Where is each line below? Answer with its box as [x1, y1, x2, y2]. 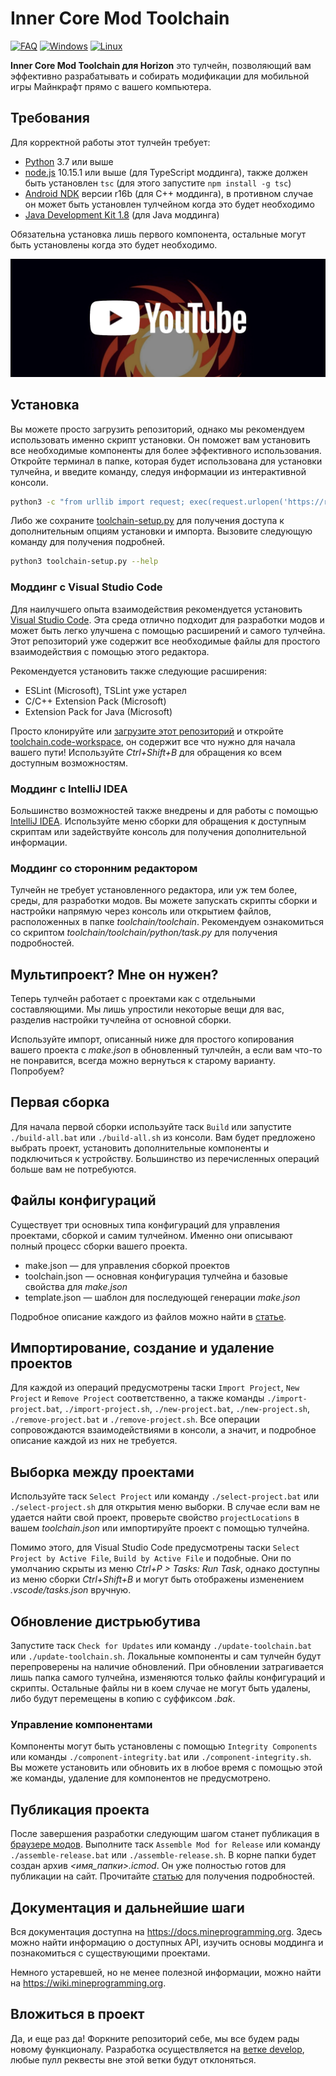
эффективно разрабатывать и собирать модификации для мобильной [10, 70, 310, 82]
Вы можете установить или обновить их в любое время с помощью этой [10, 1762, 323, 1774]
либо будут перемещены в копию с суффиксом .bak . [10, 1693, 236, 1705]
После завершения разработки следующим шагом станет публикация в [10, 1828, 320, 1840]
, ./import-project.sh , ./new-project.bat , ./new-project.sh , [59, 1403, 311, 1415]
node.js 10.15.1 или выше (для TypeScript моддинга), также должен [24, 166, 308, 178]
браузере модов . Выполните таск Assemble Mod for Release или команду [10, 1838, 321, 1851]
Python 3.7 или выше [24, 155, 114, 167]
